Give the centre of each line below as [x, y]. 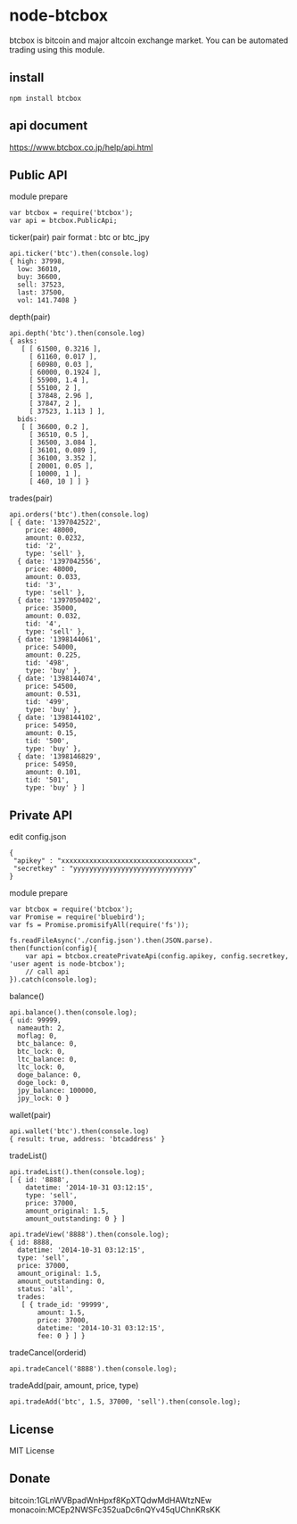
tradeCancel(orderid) [48, 1353]
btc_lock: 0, [41, 1052]
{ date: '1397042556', [59, 562]
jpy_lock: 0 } [43, 1098]
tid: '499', [47, 702]
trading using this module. [57, 49]
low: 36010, [40, 269]
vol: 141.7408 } [47, 301]
